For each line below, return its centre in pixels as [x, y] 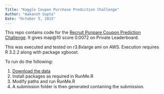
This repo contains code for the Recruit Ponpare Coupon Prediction [73, 33]
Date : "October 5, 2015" [30, 19]
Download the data [31, 71]
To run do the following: [29, 62]
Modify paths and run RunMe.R [44, 81]
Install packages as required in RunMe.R [53, 76]
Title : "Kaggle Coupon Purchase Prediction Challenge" [62, 9]
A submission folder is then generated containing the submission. [78, 87]
